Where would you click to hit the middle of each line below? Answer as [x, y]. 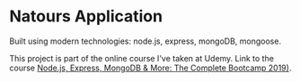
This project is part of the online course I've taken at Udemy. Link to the [141, 58]
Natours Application [86, 16]
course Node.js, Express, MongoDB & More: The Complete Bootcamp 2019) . [150, 68]
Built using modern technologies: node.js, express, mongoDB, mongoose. [145, 41]
